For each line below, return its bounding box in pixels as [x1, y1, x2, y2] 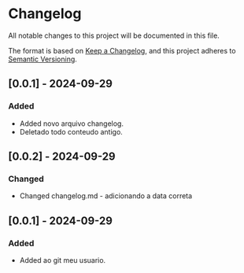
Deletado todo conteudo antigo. [19, 127, 124, 136]
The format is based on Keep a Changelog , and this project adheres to [8, 46, 236, 55]
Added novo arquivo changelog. [19, 119, 124, 128]
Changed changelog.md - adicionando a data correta [19, 191, 193, 201]
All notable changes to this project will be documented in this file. [8, 31, 220, 40]
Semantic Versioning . [8, 54, 77, 64]
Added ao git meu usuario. [19, 256, 106, 264]
